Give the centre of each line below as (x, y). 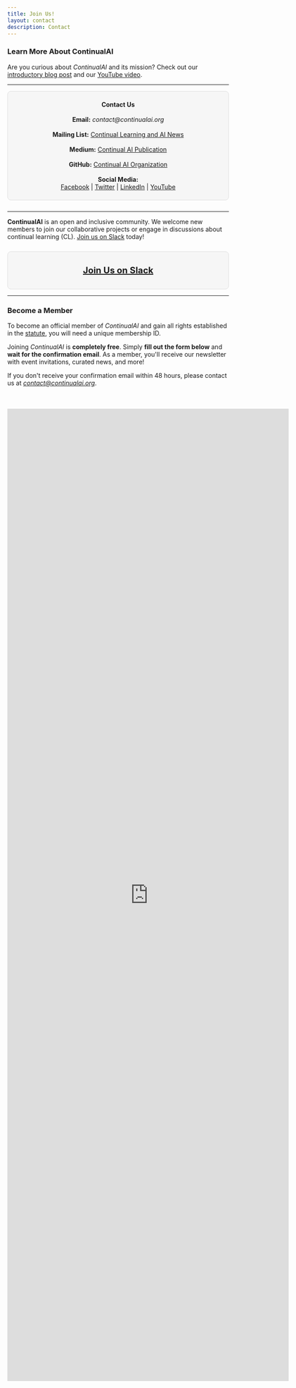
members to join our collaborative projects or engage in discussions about (115, 229)
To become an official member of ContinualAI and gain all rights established (117, 326)
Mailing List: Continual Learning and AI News (118, 134)
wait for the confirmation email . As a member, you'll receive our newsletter (117, 354)
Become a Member (40, 310)
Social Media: (118, 179)
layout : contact (31, 20)
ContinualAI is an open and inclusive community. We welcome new (105, 221)
